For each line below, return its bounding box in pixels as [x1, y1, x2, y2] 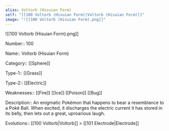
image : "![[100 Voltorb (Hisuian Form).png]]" [5, 17, 106, 22]
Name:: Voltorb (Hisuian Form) [5, 50, 69, 56]
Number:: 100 [5, 41, 34, 47]
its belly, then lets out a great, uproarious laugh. [5, 110, 105, 117]
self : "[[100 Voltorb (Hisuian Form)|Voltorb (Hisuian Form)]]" [5, 12, 145, 17]
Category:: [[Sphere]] [5, 60, 50, 67]
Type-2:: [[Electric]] [5, 80, 47, 86]
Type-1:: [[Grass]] [5, 70, 42, 76]
